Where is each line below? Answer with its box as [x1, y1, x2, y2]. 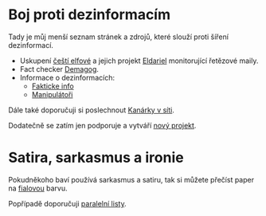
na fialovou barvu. [8, 183, 68, 193]
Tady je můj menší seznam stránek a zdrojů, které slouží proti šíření [8, 32, 229, 41]
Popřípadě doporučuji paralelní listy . [8, 198, 127, 208]
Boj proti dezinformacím [8, 6, 171, 24]
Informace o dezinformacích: [19, 73, 115, 82]
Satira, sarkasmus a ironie [8, 149, 185, 167]
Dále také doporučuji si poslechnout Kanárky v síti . [8, 105, 175, 115]
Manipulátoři [31, 89, 73, 99]
